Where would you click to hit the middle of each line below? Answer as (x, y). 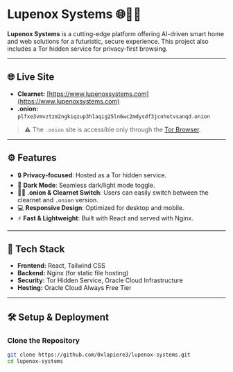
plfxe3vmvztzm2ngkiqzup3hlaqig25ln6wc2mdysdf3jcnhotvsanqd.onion (113, 116)
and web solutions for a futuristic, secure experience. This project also (108, 41)
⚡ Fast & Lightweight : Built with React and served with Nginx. (105, 218)
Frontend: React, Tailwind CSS (61, 266)
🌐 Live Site (31, 77)
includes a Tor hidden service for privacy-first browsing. (87, 49)
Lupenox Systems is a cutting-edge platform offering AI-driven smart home (115, 33)
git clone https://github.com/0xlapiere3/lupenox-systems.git (99, 355)
